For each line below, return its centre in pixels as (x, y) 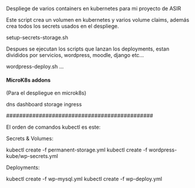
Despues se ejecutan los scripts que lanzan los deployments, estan (88, 49)
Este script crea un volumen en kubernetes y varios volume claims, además (98, 20)
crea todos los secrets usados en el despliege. (63, 26)
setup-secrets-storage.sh (37, 37)
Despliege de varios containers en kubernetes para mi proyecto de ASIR (94, 9)
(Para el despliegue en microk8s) (46, 93)
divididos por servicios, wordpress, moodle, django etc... (75, 55)
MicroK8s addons (29, 80)
